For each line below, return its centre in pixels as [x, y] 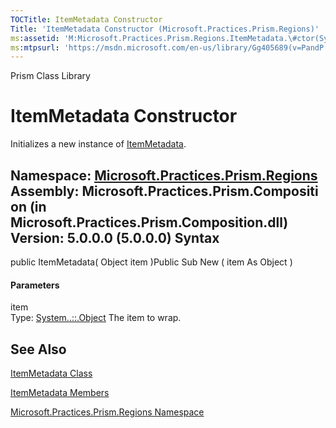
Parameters [35, 285]
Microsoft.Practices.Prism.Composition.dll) [149, 222]
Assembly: [45, 191]
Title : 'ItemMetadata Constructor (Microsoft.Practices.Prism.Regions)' [165, 29]
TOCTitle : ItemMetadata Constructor [86, 19]
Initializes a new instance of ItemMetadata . [98, 144]
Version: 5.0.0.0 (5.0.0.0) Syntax [115, 237]
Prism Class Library [50, 76]
